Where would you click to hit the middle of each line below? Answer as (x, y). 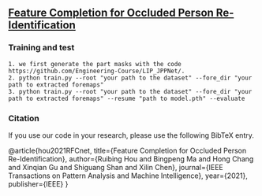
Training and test (41, 48)
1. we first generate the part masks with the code (95, 64)
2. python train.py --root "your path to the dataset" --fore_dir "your (130, 78)
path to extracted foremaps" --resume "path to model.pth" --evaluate (127, 98)
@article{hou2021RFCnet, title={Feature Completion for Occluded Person (127, 150)
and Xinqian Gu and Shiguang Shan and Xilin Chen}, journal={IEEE (116, 167)
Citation (24, 118)
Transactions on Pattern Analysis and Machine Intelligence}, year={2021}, (128, 176)
